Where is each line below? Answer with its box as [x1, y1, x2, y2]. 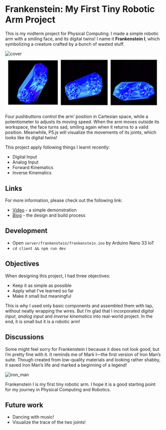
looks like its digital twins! [5, 135, 57, 141]
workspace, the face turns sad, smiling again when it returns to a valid [5, 124, 149, 130]
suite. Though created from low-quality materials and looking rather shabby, [5, 356, 161, 362]
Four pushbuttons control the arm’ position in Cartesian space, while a [5, 113, 149, 120]
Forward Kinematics [12, 165, 54, 171]
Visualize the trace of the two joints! [12, 419, 86, 426]
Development [5, 227, 48, 235]
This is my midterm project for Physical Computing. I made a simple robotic [5, 30, 159, 36]
